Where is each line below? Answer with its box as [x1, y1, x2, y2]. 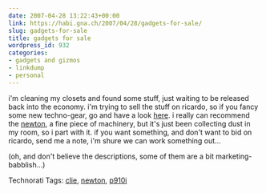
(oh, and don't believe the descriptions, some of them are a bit [8, 151, 214, 161]
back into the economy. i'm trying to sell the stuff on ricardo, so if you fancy [8, 102, 259, 111]
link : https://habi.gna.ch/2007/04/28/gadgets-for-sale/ [8, 19, 203, 27]
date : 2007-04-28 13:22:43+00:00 [8, 11, 120, 20]
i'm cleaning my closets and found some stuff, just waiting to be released [8, 93, 250, 103]
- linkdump [8, 64, 45, 72]
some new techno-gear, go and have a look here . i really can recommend [8, 110, 250, 120]
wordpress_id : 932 [8, 42, 70, 50]
